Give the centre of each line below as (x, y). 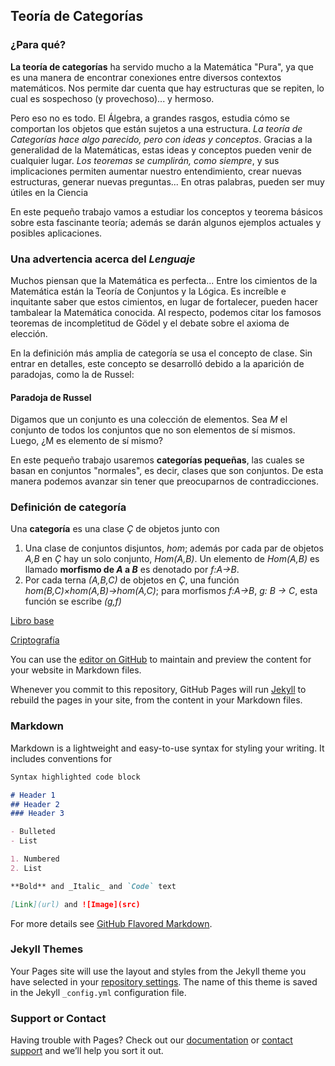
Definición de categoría (68, 507)
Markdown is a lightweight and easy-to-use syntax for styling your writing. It (167, 748)
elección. (29, 333)
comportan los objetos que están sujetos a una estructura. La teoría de (156, 128)
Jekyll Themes (47, 949)
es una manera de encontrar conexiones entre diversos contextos (146, 77)
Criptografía (35, 640)
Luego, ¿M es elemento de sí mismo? (86, 441)
